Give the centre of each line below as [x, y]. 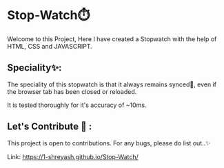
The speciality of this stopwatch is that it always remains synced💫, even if [112, 84]
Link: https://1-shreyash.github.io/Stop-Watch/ [73, 156]
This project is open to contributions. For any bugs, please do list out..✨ [109, 143]
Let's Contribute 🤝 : [50, 127]
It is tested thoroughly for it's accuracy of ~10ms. [77, 105]
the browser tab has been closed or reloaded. [72, 91]
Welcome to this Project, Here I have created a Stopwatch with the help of [112, 39]
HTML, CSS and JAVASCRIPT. [50, 46]
